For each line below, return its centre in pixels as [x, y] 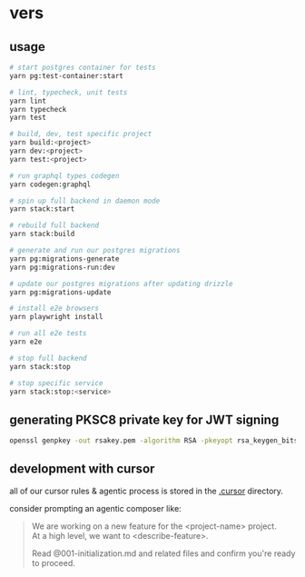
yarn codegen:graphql [50, 184]
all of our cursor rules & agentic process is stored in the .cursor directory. [147, 491]
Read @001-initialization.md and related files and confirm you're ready [163, 553]
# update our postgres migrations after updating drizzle [121, 284]
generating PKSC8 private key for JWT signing [144, 419]
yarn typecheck [38, 109]
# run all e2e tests [49, 333]
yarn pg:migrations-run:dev [63, 267]
